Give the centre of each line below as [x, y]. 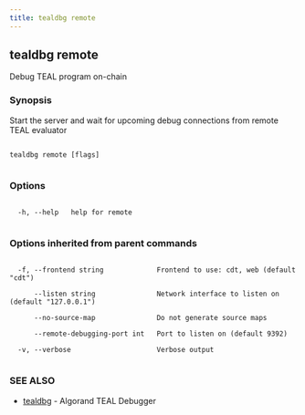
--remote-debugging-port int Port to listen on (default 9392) [160, 334]
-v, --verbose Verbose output [116, 350]
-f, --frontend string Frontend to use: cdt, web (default [157, 270]
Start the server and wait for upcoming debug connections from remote [144, 120]
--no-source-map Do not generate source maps [150, 318]
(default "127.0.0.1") [53, 302]
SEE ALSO [32, 381]
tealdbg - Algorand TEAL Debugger [89, 400]
